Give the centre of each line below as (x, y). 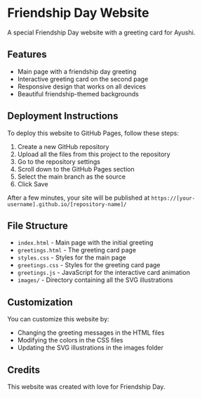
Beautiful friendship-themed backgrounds (78, 94)
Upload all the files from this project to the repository (94, 154)
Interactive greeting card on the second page (83, 79)
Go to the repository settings (59, 161)
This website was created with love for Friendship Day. (86, 387)
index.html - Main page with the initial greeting (85, 243)
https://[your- (173, 198)
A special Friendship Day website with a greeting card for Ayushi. (101, 32)
